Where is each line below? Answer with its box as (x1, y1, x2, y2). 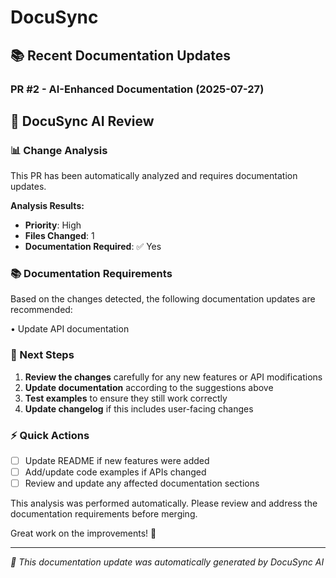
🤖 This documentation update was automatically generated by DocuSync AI (10, 556, 325, 568)
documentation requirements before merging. (10, 508, 198, 520)
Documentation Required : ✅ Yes (24, 241, 162, 253)
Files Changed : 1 (24, 230, 95, 242)
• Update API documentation (10, 323, 130, 335)
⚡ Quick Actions (10, 428, 90, 442)
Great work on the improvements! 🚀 (10, 527, 157, 540)
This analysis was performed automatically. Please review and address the (10, 497, 318, 510)
